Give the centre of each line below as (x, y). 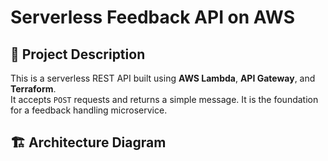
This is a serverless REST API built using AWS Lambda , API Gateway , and (163, 78)
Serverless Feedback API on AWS (152, 17)
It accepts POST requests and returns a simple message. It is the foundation (164, 99)
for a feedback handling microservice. (89, 110)
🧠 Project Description (78, 54)
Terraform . (33, 89)
